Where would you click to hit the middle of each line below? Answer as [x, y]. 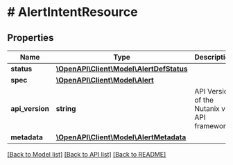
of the [204, 100]
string [66, 108]
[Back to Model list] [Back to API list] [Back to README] [87, 154]
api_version [30, 108]
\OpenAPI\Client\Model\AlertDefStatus [122, 69]
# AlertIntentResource [72, 12]
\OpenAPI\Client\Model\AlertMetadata [121, 137]
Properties [31, 38]
